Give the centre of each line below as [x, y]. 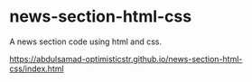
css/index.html [37, 68]
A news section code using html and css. [86, 41]
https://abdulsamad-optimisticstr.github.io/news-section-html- [126, 59]
